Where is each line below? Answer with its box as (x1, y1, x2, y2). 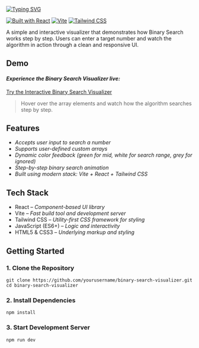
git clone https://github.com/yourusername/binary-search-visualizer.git (6, 277, 193, 283)
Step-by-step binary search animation (14, 164, 109, 172)
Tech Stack (6, 188, 49, 198)
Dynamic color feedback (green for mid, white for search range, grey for (14, 151, 193, 159)
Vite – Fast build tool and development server (14, 210, 127, 217)
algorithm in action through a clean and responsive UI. (6, 42, 139, 48)
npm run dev (6, 337, 36, 343)
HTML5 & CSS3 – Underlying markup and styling (14, 229, 135, 236)
